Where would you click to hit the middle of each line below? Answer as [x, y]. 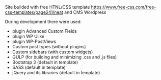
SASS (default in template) [39, 67]
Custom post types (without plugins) [49, 47]
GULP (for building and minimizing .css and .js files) [64, 57]
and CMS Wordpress [85, 12]
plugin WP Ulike [28, 36]
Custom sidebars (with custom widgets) [53, 52]
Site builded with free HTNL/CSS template [48, 7]
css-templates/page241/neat [34, 12]
